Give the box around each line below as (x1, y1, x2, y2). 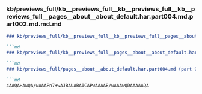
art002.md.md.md (6, 20, 62, 28)
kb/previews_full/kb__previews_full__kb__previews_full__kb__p (6, 5, 195, 13)
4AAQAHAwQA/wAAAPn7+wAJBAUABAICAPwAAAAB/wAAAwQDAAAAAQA (6, 83, 149, 89)
